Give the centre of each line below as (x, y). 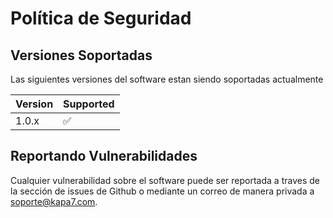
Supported (89, 104)
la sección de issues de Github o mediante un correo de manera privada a (162, 191)
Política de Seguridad (101, 18)
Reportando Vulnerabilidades (104, 156)
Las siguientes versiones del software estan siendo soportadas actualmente (167, 79)
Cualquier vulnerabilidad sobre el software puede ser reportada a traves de (165, 180)
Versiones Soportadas (81, 55)
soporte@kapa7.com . (54, 201)
